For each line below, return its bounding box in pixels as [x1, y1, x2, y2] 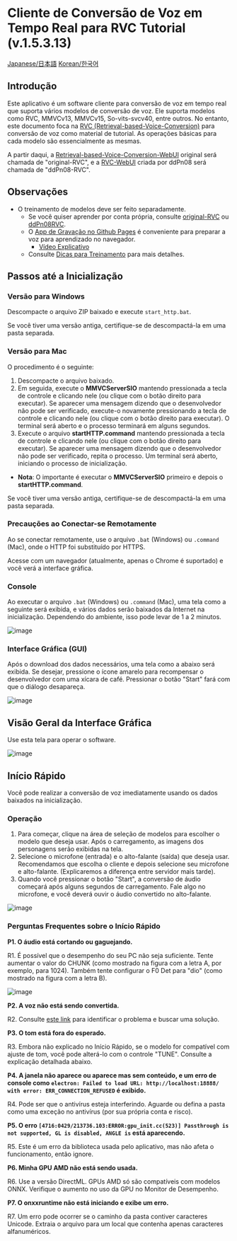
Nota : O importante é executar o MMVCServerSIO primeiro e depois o [17, 473, 224, 481]
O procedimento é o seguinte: [7, 362, 94, 371]
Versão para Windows [7, 292, 85, 301]
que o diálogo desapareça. [7, 683, 86, 691]
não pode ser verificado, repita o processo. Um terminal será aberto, [17, 451, 218, 460]
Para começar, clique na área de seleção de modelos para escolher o [17, 830, 220, 838]
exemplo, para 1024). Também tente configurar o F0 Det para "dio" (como [7, 966, 223, 974]
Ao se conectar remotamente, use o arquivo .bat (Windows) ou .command [7, 535, 219, 543]
